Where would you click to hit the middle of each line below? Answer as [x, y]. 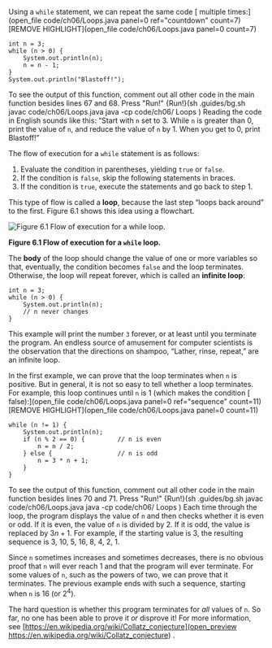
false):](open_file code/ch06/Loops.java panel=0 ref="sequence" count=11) [135, 401]
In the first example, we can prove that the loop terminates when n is [123, 376]
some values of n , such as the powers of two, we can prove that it [119, 575]
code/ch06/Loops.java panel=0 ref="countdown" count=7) [142, 20]
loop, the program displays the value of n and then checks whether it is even [136, 516]
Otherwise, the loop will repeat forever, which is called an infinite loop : [127, 275]
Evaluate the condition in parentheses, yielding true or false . [122, 169]
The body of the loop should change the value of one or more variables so [133, 258]
